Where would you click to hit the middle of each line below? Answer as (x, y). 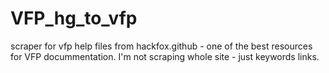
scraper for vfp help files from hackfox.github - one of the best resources (161, 46)
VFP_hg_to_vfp (74, 18)
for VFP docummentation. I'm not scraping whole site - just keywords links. (165, 56)
